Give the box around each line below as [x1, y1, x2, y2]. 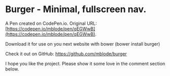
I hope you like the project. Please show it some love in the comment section [5, 60, 165, 66]
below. [5, 66, 19, 72]
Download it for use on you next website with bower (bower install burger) [5, 41, 160, 47]
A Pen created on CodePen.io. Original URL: [5, 20, 97, 26]
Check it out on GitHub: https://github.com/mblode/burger [5, 51, 127, 57]
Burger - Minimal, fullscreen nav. [5, 4, 147, 15]
